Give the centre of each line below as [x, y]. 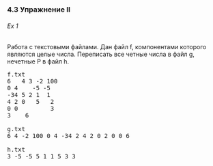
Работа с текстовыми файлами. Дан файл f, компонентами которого [107, 47]
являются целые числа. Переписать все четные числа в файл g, [101, 54]
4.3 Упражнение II [39, 10]
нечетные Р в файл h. [38, 61]
